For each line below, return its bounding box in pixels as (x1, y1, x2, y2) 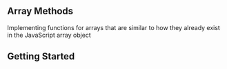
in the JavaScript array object (7, 31, 91, 39)
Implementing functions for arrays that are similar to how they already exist (7, 23, 221, 31)
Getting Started (7, 51, 75, 62)
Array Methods (7, 5, 74, 17)
